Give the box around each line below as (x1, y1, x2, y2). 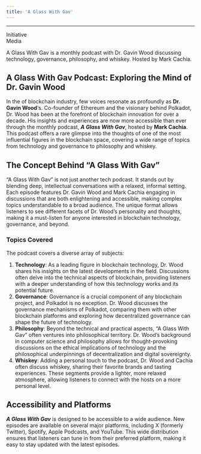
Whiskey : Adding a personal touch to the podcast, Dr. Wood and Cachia (14, 357, 193, 364)
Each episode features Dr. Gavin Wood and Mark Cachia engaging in (6, 189, 175, 196)
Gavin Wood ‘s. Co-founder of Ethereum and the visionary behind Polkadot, (6, 104, 191, 112)
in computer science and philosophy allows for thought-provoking (14, 337, 178, 345)
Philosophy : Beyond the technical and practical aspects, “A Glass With (14, 325, 190, 332)
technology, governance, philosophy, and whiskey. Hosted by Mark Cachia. (6, 55, 192, 62)
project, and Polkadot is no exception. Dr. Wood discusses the (14, 299, 168, 306)
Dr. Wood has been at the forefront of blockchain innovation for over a (6, 110, 179, 118)
